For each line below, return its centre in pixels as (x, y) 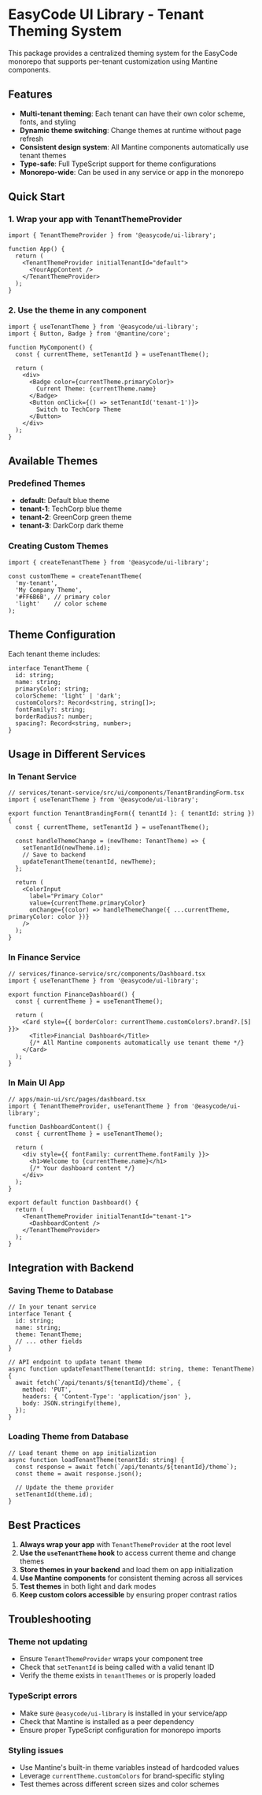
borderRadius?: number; (54, 716)
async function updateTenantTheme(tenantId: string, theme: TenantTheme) (132, 1369)
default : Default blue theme (65, 501)
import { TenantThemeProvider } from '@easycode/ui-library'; (112, 235)
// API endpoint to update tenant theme (76, 1362)
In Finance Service (44, 957)
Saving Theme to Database (61, 1290)
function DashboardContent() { (59, 1127)
